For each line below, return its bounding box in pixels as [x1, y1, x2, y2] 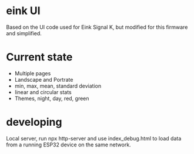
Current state [6, 51, 73, 64]
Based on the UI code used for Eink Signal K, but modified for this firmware [6, 24, 188, 31]
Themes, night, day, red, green [14, 95, 89, 102]
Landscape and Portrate [14, 76, 73, 83]
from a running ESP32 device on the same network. [6, 141, 131, 148]
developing [6, 116, 62, 129]
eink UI [6, 4, 41, 18]
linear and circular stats [14, 88, 72, 95]
